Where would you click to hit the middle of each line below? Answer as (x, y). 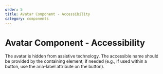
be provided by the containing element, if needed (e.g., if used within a (76, 61)
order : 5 (14, 9)
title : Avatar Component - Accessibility (48, 14)
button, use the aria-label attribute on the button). (55, 67)
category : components (27, 18)
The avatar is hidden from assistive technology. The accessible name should (82, 56)
